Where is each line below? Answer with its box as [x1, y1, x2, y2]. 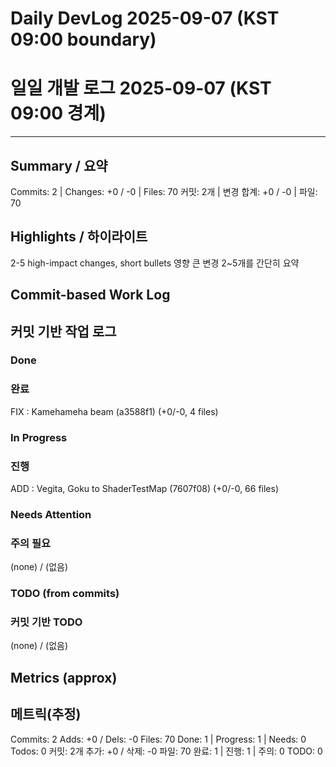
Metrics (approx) [10, 669, 118, 686]
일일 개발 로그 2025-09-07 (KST [10, 77, 272, 100]
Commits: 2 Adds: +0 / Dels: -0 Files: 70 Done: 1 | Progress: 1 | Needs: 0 [10, 733, 307, 745]
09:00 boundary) [10, 28, 157, 51]
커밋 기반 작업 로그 [10, 323, 117, 340]
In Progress [10, 430, 68, 444]
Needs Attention [10, 507, 92, 521]
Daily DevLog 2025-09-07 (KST [10, 7, 280, 30]
